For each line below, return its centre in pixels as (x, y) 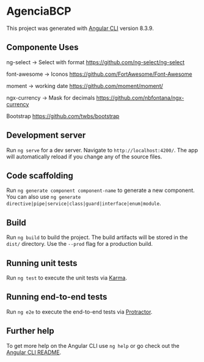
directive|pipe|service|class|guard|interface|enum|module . (84, 204)
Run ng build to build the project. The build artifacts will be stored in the (97, 237)
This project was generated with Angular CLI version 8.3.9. (80, 28)
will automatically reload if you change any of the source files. (84, 157)
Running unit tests (42, 263)
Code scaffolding (40, 175)
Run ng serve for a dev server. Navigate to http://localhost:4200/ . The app (102, 150)
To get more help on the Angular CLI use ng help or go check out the (93, 345)
